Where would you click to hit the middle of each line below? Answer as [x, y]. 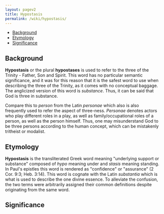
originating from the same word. [37, 190]
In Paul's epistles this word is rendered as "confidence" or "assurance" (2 [79, 169]
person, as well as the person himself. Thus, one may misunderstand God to [82, 121]
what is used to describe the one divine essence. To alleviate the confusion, [82, 179]
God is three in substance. [32, 96]
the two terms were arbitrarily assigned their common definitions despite [78, 184]
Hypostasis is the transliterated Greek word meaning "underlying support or [82, 159]
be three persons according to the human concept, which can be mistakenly [82, 126]
